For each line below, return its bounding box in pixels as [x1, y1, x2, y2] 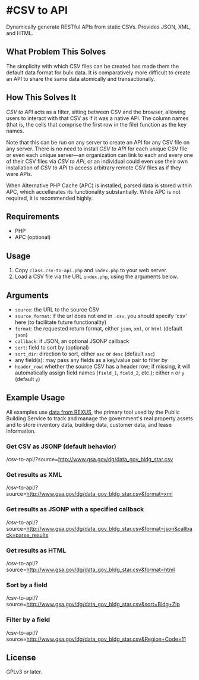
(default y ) [14, 376, 40, 382]
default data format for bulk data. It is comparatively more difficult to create [6, 69, 191, 76]
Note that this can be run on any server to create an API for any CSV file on [6, 138, 190, 146]
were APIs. [6, 170, 33, 177]
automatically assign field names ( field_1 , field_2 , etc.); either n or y [14, 369, 185, 376]
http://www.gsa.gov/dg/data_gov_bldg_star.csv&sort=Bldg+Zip [26, 601, 180, 608]
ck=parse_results [6, 531, 49, 539]
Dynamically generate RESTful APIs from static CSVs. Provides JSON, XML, [6, 23, 191, 30]
